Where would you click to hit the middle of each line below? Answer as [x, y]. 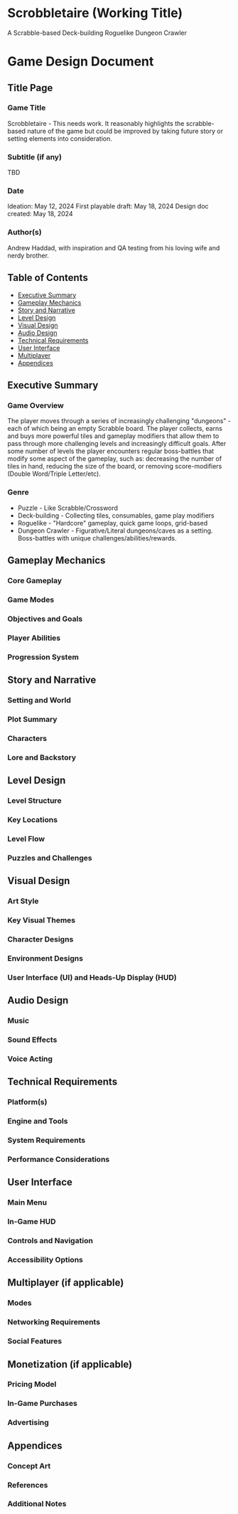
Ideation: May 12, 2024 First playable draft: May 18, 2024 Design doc [108, 206]
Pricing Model [32, 1385]
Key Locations [33, 819]
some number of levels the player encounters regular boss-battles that [111, 451]
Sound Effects [32, 1040]
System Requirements [47, 1140]
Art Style [23, 901]
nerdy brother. [28, 255]
